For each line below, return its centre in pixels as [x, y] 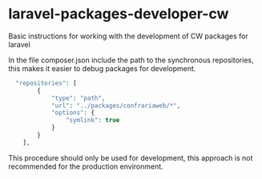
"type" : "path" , [78, 98]
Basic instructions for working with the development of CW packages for [128, 36]
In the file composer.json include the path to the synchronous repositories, [131, 60]
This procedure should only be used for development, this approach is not [131, 157]
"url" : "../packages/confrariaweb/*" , [116, 105]
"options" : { [73, 113]
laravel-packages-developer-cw [119, 14]
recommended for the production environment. [86, 166]
